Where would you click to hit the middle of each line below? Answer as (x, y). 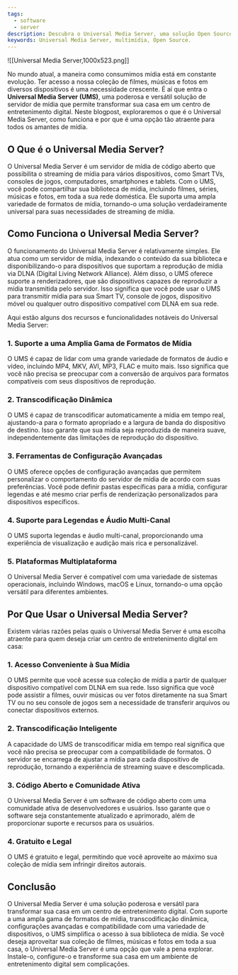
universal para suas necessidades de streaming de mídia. (91, 211)
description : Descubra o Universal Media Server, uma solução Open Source (120, 34)
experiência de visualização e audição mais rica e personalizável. (103, 542)
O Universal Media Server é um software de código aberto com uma (107, 800)
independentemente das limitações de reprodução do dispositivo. (103, 438)
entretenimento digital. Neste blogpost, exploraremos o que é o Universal (114, 112)
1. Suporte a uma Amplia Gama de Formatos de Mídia (100, 343)
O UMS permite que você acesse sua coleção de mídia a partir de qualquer (117, 680)
